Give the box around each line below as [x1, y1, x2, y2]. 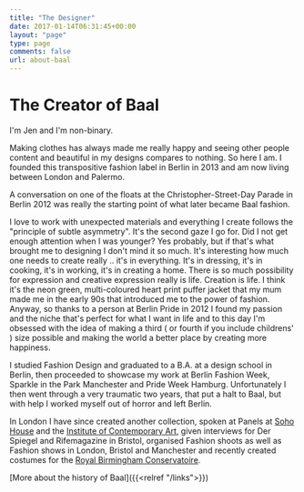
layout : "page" [9, 30, 67, 39]
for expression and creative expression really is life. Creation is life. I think [9, 274, 286, 285]
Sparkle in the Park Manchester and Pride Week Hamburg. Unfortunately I [9, 378, 287, 389]
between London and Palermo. [9, 171, 126, 182]
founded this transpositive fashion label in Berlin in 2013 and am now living [9, 161, 289, 173]
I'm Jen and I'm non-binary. [9, 125, 114, 136]
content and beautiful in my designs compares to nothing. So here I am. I [9, 152, 282, 163]
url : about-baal [9, 55, 71, 65]
